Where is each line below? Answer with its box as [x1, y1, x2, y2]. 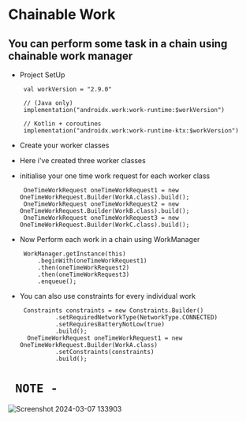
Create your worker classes [19, 140, 110, 150]
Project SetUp [19, 70, 65, 80]
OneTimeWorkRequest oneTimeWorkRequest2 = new [23, 200, 179, 208]
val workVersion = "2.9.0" [23, 85, 112, 93]
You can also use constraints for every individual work [19, 292, 196, 300]
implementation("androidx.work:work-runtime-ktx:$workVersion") [23, 127, 239, 135]
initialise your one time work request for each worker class [19, 171, 211, 181]
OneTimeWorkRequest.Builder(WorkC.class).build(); [19, 221, 190, 229]
